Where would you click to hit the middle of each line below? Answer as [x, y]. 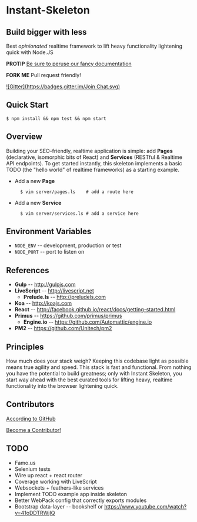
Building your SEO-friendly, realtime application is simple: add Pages [90, 151]
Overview [24, 137]
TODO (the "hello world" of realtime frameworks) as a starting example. [93, 169]
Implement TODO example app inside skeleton [71, 494]
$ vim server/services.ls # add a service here [80, 213]
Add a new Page [35, 181]
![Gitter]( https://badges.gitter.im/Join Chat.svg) [63, 87]
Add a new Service [38, 202]
